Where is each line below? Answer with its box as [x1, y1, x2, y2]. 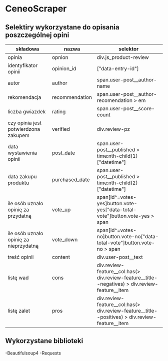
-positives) [96, 314, 123, 320]
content [51, 254, 70, 260]
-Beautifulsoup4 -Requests [5, 350, 61, 356]
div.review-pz [96, 126, 130, 132]
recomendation [96, 97, 132, 104]
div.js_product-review [96, 54, 149, 60]
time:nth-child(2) [96, 179, 138, 186]
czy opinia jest [7, 119, 41, 126]
